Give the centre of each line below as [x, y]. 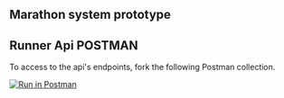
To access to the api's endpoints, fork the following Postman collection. [142, 67]
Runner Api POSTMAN [74, 45]
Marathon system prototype [90, 15]
